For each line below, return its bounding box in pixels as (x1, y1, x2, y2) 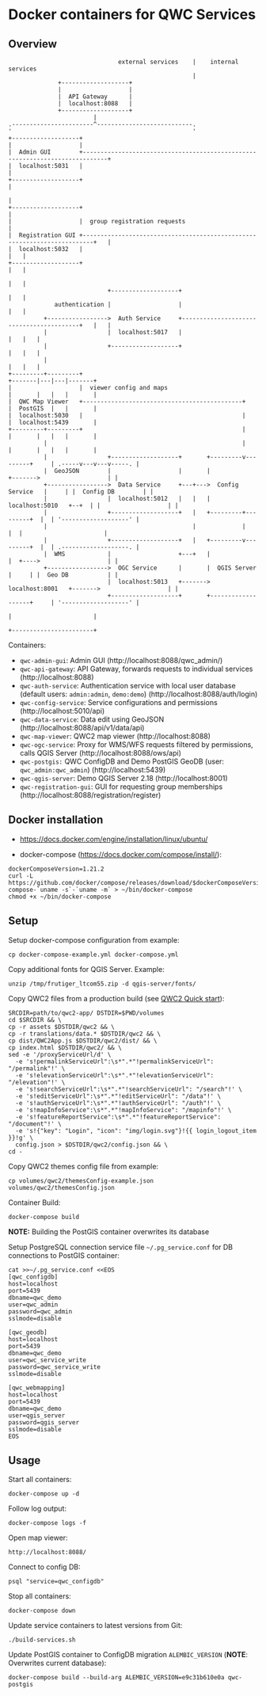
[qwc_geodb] (8, 1328, 47, 1336)
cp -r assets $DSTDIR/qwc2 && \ (8, 1023, 115, 1031)
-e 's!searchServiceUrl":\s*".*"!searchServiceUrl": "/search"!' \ (15, 1085, 243, 1093)
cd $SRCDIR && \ (8, 1016, 62, 1023)
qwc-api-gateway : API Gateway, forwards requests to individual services (19, 664, 253, 673)
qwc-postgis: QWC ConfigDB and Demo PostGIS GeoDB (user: (19, 757, 224, 766)
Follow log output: (8, 1504, 67, 1514)
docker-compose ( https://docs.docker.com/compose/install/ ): (19, 849, 222, 859)
